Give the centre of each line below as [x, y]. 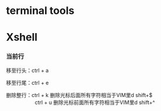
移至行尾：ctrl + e [27, 83]
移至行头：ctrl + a [27, 70]
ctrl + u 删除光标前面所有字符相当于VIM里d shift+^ [95, 102]
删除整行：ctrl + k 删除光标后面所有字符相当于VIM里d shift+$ [79, 95]
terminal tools [40, 11]
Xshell [22, 37]
